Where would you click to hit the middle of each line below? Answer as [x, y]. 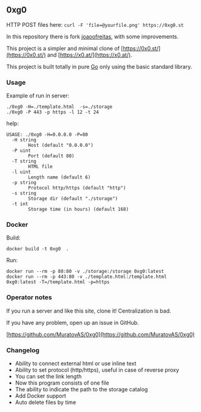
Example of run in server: [38, 96]
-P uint [22, 151]
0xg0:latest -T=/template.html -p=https [58, 282]
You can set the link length [48, 376]
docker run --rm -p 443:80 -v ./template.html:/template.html [87, 277]
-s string [24, 194]
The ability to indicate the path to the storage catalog [81, 389]
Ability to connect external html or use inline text [76, 363]
